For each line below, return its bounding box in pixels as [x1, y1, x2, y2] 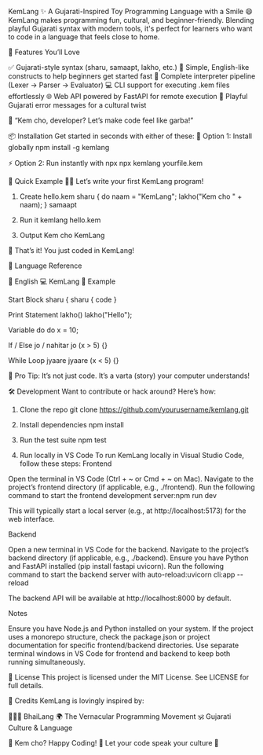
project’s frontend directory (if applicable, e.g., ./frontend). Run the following [8, 482, 255, 492]
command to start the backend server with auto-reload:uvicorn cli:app [8, 570, 236, 579]
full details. [8, 681, 44, 690]
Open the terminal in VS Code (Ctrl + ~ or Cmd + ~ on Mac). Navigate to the [8, 475, 254, 483]
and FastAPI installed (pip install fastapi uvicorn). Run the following [8, 562, 225, 570]
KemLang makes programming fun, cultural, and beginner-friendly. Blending [8, 16, 254, 24]
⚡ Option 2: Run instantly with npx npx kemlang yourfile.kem [8, 159, 203, 167]
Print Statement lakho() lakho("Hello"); [8, 310, 133, 319]
